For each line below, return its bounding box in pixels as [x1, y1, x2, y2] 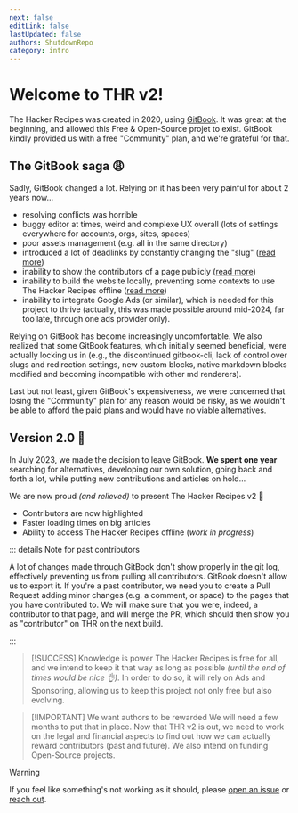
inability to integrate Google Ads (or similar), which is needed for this [21, 294, 274, 305]
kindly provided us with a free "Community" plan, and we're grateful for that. [9, 133, 290, 144]
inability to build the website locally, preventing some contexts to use [21, 275, 276, 286]
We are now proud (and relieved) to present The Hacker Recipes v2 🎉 [9, 490, 264, 501]
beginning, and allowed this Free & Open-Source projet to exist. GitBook [9, 124, 273, 135]
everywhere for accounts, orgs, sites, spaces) [21, 228, 191, 239]
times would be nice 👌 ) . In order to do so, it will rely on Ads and [30, 672, 266, 683]
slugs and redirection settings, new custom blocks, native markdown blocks [9, 358, 287, 370]
